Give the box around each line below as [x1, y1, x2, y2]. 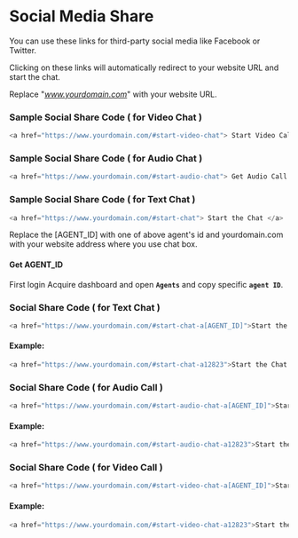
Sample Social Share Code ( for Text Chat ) [9, 194, 196, 206]
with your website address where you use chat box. [9, 239, 198, 249]
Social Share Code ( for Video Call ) [9, 462, 163, 474]
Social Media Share [9, 6, 154, 27]
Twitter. [9, 44, 37, 55]
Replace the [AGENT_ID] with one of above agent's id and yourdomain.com [9, 229, 284, 241]
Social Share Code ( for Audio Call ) [9, 381, 164, 393]
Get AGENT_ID [9, 259, 64, 270]
